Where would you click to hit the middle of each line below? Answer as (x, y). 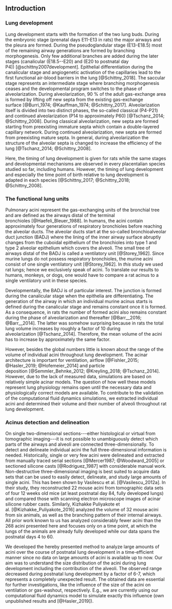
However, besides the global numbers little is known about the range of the (84, 349)
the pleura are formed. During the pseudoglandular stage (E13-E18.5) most (84, 45)
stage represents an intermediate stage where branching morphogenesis (82, 83)
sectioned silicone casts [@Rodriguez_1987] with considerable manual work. (86, 466)
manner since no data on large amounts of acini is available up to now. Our (84, 558)
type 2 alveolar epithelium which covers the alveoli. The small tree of (78, 248)
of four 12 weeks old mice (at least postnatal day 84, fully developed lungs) (84, 493)
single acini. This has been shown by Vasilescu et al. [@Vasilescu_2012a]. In (85, 483)
